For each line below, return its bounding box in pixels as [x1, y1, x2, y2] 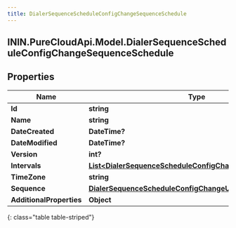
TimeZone [11, 172, 46, 182]
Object [88, 194, 112, 204]
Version [11, 149, 38, 159]
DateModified [11, 138, 58, 147]
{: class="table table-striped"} [7, 213, 95, 221]
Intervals [11, 161, 41, 170]
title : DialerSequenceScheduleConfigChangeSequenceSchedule [7, 10, 188, 18]
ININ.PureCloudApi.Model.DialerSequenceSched [7, 36, 227, 48]
